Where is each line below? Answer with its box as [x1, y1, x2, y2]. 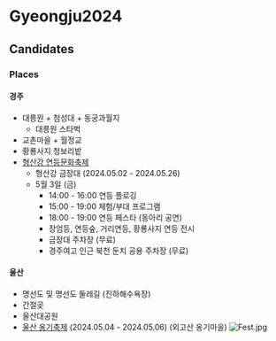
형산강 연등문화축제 [21, 157, 89, 167]
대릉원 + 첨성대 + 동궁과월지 [21, 112, 120, 123]
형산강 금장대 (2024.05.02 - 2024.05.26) [34, 167, 180, 178]
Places [9, 68, 40, 81]
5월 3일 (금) [34, 179, 77, 190]
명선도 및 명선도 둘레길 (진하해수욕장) [21, 288, 151, 298]
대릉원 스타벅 [34, 123, 81, 134]
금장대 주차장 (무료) [48, 234, 117, 244]
